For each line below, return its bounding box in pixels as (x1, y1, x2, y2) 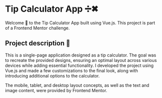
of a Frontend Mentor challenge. (5, 25, 70, 31)
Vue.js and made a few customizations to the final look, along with (5, 67, 138, 74)
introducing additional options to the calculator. (5, 73, 100, 78)
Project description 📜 (5, 39, 71, 47)
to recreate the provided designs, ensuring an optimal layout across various (5, 57, 157, 63)
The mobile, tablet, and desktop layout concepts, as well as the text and (5, 82, 150, 88)
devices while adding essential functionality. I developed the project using (5, 62, 154, 68)
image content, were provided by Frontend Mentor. (5, 87, 107, 93)
